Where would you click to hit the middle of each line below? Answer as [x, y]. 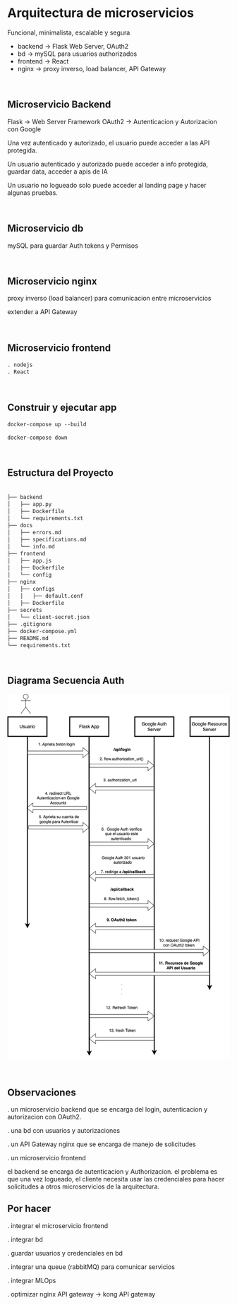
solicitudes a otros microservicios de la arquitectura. [84, 1186]
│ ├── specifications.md [47, 539]
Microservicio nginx [52, 281]
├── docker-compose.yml [42, 631]
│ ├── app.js [30, 560]
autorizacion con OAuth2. [44, 1117]
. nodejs [20, 365]
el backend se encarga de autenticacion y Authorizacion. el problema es [113, 1172]
